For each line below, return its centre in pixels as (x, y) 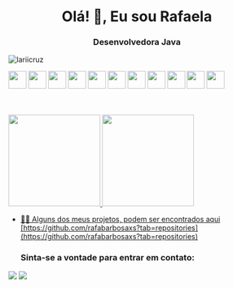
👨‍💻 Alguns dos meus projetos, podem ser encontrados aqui (120, 220)
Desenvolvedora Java (137, 42)
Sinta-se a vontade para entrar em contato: (108, 258)
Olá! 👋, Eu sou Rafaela (137, 17)
